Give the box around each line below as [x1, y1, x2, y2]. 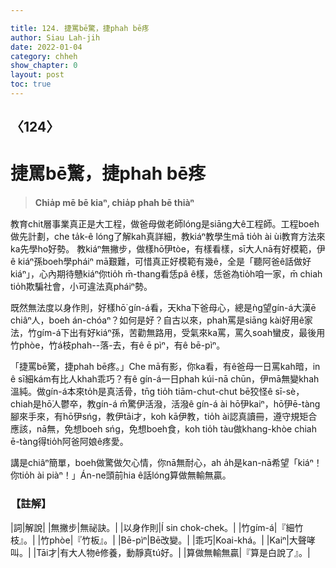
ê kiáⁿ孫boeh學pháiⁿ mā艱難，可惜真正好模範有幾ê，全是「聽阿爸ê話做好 [10, 256, 312, 268]
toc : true [10, 79, 52, 90]
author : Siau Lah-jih [10, 32, 101, 43]
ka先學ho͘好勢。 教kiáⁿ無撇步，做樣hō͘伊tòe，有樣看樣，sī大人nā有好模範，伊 [10, 243, 326, 255]
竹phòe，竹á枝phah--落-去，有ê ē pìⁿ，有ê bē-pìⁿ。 [10, 339, 226, 351]
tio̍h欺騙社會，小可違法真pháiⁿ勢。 [10, 281, 153, 293]
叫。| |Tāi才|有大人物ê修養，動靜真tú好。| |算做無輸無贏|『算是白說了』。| [10, 546, 311, 558]
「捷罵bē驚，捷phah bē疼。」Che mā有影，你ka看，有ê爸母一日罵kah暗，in [10, 361, 321, 373]
